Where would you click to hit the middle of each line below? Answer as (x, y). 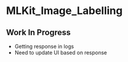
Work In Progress (38, 32)
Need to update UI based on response (61, 53)
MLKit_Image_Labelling (64, 11)
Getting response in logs (44, 46)
